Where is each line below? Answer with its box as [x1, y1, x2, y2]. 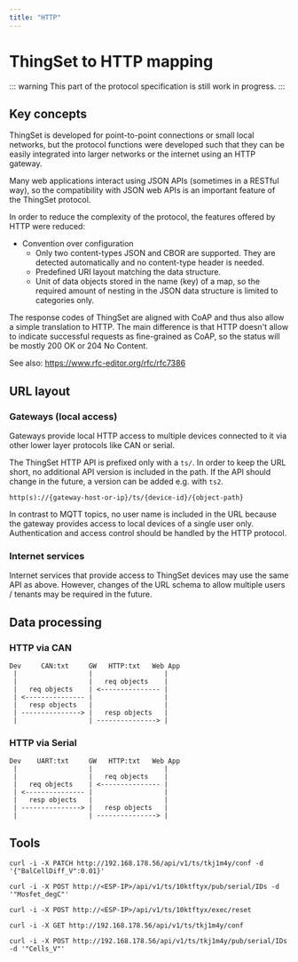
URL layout [9, 383, 71, 398]
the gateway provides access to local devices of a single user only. [9, 518, 255, 529]
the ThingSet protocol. [9, 195, 91, 205]
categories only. [35, 295, 95, 306]
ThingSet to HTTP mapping [9, 51, 214, 71]
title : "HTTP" [9, 12, 62, 22]
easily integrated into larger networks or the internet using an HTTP [9, 148, 255, 160]
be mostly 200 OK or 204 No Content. [9, 341, 148, 351]
